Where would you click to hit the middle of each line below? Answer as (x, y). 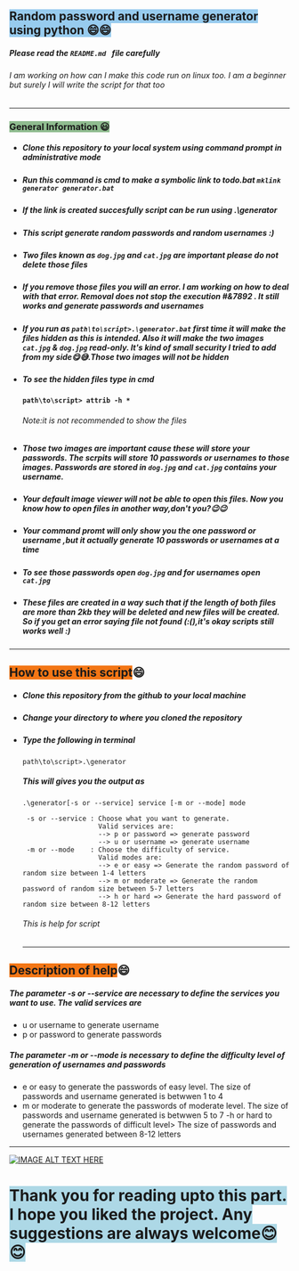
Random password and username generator (134, 16)
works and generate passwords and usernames (113, 306)
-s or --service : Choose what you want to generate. (128, 819)
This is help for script (61, 924)
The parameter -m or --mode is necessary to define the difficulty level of (147, 1055)
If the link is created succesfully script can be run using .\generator (149, 210)
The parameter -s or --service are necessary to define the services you (145, 993)
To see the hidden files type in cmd (88, 379)
